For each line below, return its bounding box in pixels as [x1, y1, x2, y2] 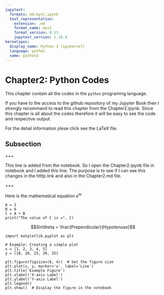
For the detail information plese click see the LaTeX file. [5, 125, 118, 131]
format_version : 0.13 [14, 30, 58, 35]
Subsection [5, 140, 41, 148]
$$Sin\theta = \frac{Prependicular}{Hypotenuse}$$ [30, 224, 136, 230]
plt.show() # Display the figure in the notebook [5, 285, 112, 290]
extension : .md [14, 21, 45, 26]
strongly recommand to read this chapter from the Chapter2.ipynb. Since [5, 106, 154, 111]
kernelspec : [5, 39, 30, 44]
